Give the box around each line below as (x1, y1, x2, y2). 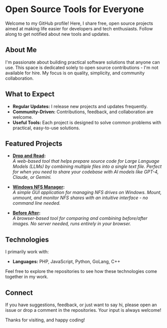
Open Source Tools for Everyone (5, 4, 144, 15)
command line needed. (12, 200, 61, 206)
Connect (5, 288, 33, 297)
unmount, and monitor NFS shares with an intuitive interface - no (12, 195, 148, 201)
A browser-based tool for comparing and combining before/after (12, 215, 148, 221)
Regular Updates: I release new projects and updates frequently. (12, 103, 148, 109)
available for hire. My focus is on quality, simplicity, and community (5, 70, 145, 76)
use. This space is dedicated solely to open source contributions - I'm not (5, 64, 158, 70)
